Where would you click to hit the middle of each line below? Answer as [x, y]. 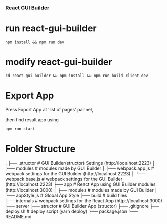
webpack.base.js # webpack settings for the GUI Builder [64, 179]
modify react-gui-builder [59, 62]
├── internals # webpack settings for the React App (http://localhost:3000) [84, 200]
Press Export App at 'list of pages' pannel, [49, 109]
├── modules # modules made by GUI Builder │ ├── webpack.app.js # [80, 168]
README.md [18, 216]
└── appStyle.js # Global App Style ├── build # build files [66, 195]
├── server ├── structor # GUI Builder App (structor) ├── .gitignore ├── [82, 206]
